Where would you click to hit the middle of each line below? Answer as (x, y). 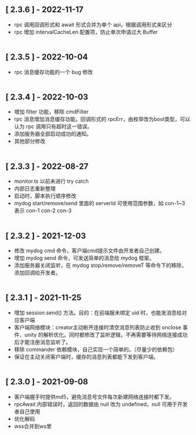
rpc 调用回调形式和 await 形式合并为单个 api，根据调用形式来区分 (93, 24)
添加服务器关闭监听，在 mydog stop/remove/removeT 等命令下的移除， (100, 265)
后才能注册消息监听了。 (42, 342)
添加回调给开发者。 (37, 273)
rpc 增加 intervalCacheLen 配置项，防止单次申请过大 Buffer (86, 32)
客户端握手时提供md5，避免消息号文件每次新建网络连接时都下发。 (94, 397)
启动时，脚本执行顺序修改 (45, 196)
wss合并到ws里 (33, 426)
